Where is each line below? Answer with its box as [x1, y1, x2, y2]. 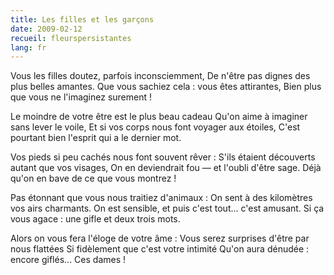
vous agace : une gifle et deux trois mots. [10, 213, 181, 225]
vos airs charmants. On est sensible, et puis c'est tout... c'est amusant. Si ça [10, 202, 325, 215]
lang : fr [10, 42, 47, 53]
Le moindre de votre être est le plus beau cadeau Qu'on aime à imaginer [10, 111, 308, 123]
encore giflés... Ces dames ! [10, 254, 127, 266]
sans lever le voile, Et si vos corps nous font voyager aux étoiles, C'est [10, 121, 301, 133]
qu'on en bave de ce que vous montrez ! [10, 172, 177, 185]
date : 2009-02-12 [10, 24, 83, 34]
